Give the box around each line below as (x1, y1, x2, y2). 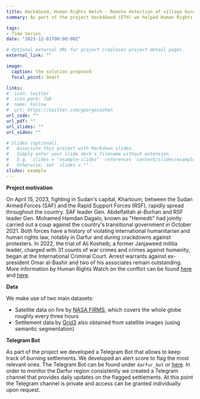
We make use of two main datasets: (6, 294, 94, 301)
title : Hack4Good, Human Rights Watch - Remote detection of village (6, 8, 183, 15)
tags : (6, 25, 20, 31)
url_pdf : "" (6, 118, 36, 124)
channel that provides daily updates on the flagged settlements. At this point (6, 373, 193, 381)
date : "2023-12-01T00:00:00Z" (6, 36, 82, 42)
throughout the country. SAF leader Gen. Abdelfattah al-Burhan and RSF (6, 208, 183, 215)
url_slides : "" (6, 123, 44, 130)
